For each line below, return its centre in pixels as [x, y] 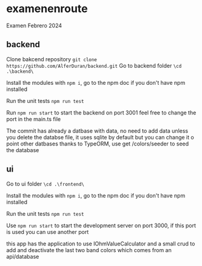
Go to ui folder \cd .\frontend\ [45, 184]
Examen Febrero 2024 [34, 25]
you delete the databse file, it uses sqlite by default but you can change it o [100, 137]
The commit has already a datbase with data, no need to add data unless [97, 131]
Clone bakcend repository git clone [52, 59]
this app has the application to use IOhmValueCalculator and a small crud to [101, 244]
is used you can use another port [48, 231]
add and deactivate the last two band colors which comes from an [89, 250]
